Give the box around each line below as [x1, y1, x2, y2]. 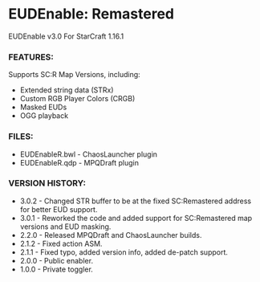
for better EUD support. [19, 204, 98, 214]
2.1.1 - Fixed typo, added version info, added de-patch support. [19, 247, 229, 257]
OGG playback [19, 111, 69, 121]
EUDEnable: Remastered [8, 5, 175, 23]
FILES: [8, 131, 34, 142]
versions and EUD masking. [19, 222, 112, 231]
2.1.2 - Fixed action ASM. [19, 239, 103, 248]
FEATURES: [8, 51, 55, 63]
